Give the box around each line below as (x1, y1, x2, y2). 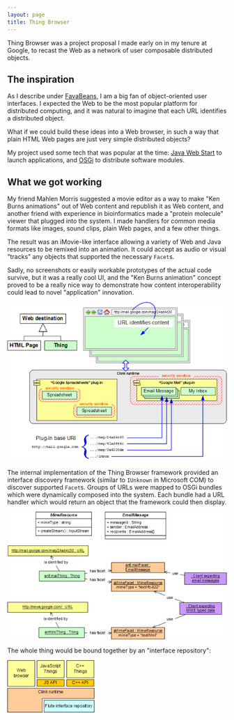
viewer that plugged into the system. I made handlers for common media (7, 217, 216, 226)
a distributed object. (7, 114, 65, 123)
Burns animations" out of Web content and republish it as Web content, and (7, 202, 224, 210)
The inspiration (7, 73, 75, 85)
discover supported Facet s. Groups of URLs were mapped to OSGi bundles (7, 483, 222, 491)
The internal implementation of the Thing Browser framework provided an (7, 468, 219, 476)
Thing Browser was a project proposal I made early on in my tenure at (7, 38, 208, 47)
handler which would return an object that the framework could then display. (7, 498, 227, 506)
